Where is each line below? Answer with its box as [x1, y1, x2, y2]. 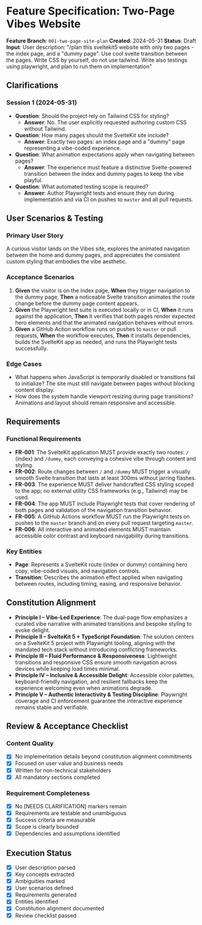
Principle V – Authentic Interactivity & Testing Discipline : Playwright [14, 690, 188, 698]
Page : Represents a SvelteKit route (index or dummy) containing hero [14, 560, 188, 568]
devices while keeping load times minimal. [14, 665, 120, 672]
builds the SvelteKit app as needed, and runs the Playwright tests [14, 338, 177, 345]
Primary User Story [6, 231, 64, 239]
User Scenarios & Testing [6, 213, 104, 224]
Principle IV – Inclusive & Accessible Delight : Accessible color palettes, [14, 671, 195, 678]
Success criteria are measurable [14, 816, 96, 823]
